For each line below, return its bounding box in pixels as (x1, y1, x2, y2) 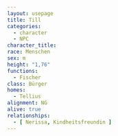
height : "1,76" (7, 61, 51, 68)
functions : (7, 67, 38, 74)
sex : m (7, 55, 26, 62)
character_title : (7, 42, 57, 49)
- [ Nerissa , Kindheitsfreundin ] (13, 118, 112, 126)
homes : (7, 87, 26, 93)
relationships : (7, 112, 51, 119)
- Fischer (13, 73, 41, 81)
